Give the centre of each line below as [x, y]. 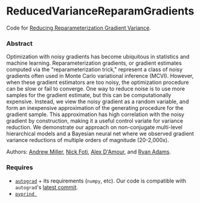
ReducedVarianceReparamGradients [100, 11]
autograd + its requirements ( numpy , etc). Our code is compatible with [100, 181]
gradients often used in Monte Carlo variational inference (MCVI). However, [100, 76]
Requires [20, 167]
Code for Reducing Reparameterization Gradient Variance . [79, 28]
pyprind [24, 194]
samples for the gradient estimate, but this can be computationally [89, 95]
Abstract [20, 43]
